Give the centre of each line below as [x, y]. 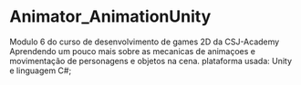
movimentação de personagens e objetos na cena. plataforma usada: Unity [151, 61]
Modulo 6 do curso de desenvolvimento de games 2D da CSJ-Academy [145, 42]
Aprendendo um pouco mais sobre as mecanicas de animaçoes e [132, 51]
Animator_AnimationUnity [110, 17]
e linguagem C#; [41, 71]
